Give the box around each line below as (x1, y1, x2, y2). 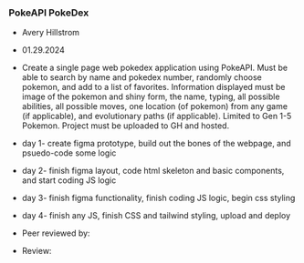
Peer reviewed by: (21, 228, 90, 238)
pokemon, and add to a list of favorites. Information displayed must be (21, 82, 286, 93)
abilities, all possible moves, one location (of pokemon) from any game (21, 101, 288, 112)
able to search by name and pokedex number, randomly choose (21, 72, 262, 83)
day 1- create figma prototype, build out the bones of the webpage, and (21, 138, 291, 149)
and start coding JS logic (21, 175, 117, 186)
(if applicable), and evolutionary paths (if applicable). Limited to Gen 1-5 (21, 111, 292, 122)
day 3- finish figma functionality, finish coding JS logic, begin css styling (21, 193, 296, 204)
